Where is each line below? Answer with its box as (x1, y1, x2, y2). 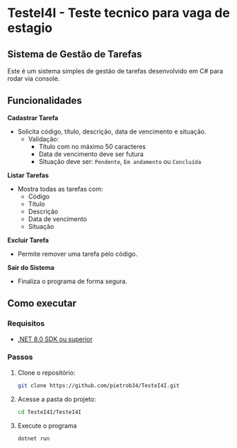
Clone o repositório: (17, 368, 76, 377)
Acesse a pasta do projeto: (17, 394, 97, 403)
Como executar (7, 297, 76, 310)
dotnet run (17, 435, 50, 442)
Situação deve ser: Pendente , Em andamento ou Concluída (38, 157, 202, 165)
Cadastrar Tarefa (7, 113, 59, 122)
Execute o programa (17, 421, 77, 430)
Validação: (28, 134, 59, 143)
